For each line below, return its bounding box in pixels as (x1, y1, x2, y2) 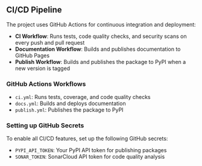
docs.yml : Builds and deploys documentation (14, 100, 126, 107)
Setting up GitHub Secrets (6, 121, 84, 130)
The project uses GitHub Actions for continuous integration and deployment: (6, 21, 196, 28)
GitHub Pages (14, 51, 50, 59)
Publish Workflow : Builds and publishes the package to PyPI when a (14, 58, 186, 65)
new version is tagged (14, 65, 71, 72)
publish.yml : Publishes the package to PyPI (14, 106, 124, 113)
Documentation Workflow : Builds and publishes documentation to (14, 45, 181, 53)
